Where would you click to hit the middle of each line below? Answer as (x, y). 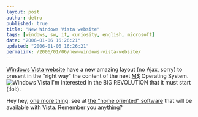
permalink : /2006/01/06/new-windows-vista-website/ (74, 52)
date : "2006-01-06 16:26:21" (44, 40)
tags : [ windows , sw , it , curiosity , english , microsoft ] (81, 35)
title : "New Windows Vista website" (53, 29)
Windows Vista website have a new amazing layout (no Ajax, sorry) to (94, 69)
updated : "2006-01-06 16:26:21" (48, 47)
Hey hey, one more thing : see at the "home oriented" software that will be (99, 100)
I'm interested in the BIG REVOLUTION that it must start (121, 82)
